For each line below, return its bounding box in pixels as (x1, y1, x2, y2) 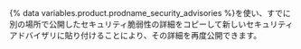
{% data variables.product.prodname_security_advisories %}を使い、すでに (9, 8, 291, 18)
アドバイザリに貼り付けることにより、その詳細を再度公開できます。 (9, 30, 262, 40)
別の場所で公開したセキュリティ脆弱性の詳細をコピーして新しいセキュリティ (9, 19, 294, 29)
